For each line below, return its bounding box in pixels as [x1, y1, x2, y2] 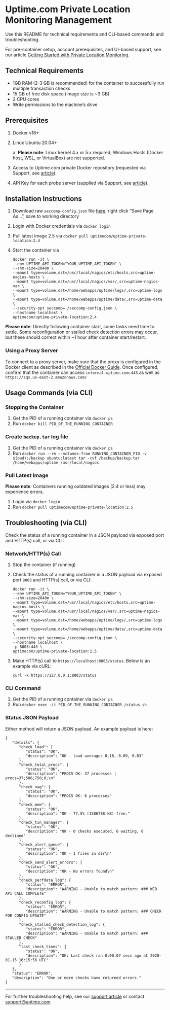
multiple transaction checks [12, 85, 71, 91]
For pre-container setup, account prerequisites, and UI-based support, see [5, 46, 161, 52]
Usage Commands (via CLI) [5, 389, 93, 397]
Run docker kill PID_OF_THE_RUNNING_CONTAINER [12, 421, 113, 427]
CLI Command [5, 684, 41, 691]
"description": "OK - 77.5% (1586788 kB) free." [25, 811, 130, 816]
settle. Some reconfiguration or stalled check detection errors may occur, [5, 329, 158, 335]
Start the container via [12, 247, 59, 253]
